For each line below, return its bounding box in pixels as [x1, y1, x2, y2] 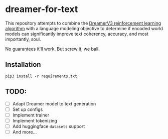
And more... [12, 129, 37, 135]
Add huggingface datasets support [12, 123, 85, 129]
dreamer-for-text [5, 4, 78, 15]
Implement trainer [12, 112, 49, 118]
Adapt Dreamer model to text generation [12, 100, 96, 106]
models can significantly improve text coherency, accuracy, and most [5, 31, 149, 37]
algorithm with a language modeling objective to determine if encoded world [5, 25, 163, 31]
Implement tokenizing [12, 117, 58, 123]
